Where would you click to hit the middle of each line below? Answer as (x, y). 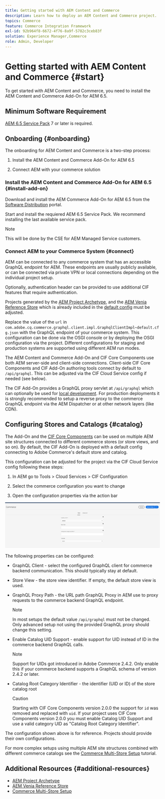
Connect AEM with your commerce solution (56, 169)
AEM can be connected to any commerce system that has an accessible (78, 262)
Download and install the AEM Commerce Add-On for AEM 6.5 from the (77, 199)
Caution (20, 698)
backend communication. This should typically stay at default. (75, 570)
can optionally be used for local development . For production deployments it (82, 394)
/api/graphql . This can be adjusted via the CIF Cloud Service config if (76, 373)
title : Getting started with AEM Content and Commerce (62, 10)
